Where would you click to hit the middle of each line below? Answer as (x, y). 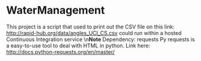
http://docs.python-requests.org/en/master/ (61, 52)
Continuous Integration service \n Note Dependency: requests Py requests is (100, 39)
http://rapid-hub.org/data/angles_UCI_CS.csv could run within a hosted (94, 33)
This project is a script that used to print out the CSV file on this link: (91, 27)
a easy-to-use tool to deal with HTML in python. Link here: (78, 46)
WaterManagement (55, 10)
